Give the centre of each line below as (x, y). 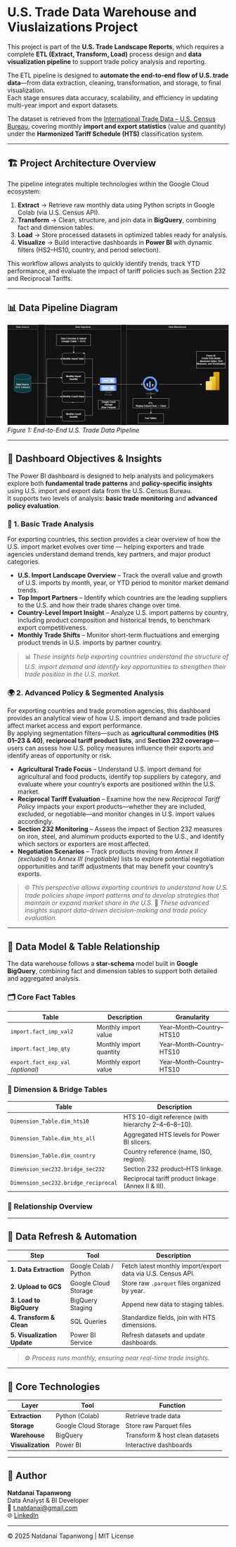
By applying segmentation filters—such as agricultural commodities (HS (113, 733)
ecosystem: (24, 191)
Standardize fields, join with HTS (169, 1318)
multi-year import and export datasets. (63, 105)
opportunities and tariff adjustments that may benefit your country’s (115, 867)
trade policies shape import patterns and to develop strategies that (122, 896)
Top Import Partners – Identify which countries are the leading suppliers (122, 598)
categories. (24, 562)
